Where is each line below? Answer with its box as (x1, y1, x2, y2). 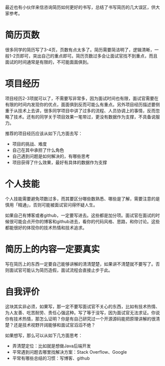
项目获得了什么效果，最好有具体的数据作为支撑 (12, 159, 107, 165)
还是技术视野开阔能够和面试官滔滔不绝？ (13, 322, 96, 328)
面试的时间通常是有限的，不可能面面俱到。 (5, 59, 91, 65)
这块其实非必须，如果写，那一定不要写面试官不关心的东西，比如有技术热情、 (5, 303, 160, 309)
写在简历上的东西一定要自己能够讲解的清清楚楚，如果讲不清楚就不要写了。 (5, 261, 156, 267)
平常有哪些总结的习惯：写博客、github (12, 355, 90, 361)
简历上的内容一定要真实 (5, 244, 100, 255)
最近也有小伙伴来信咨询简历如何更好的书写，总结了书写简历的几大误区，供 (5, 4, 156, 10)
